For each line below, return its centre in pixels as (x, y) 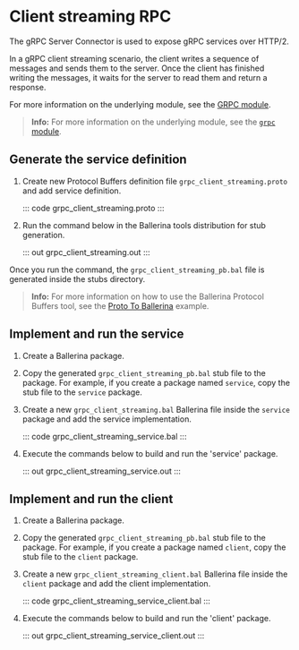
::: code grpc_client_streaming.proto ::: (93, 208)
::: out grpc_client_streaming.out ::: (86, 252)
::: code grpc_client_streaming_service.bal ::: (104, 436)
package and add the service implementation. (107, 419)
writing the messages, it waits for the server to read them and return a (138, 77)
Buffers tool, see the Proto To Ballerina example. (120, 305)
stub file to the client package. (80, 557)
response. (28, 87)
